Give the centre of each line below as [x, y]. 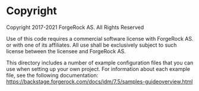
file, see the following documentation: [52, 75]
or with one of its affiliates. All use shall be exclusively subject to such [91, 45]
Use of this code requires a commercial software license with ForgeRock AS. [100, 38]
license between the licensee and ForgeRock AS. [66, 51]
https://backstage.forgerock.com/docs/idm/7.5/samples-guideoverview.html [99, 82]
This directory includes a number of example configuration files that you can [100, 63]
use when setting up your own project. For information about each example [98, 69]
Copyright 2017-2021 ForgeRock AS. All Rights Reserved [75, 27]
